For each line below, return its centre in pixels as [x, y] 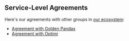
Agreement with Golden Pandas [44, 29]
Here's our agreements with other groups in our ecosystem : [64, 19]
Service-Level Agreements [46, 8]
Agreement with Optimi [35, 33]
